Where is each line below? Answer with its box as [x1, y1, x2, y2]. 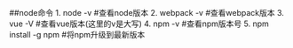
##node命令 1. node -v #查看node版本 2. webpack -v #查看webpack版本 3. [9, 8, 284, 17]
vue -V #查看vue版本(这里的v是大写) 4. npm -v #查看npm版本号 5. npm [9, 18, 269, 29]
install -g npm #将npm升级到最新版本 [9, 30, 146, 39]
